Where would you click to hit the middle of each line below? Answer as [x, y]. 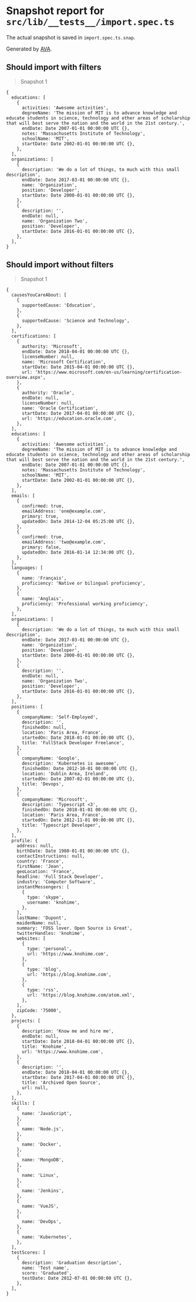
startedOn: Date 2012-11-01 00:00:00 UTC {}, [78, 820]
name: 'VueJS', [40, 1206]
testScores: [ [28, 1252]
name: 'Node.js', [43, 1129]
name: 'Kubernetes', [47, 1237]
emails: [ [23, 495]
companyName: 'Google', [51, 758]
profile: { [25, 840]
